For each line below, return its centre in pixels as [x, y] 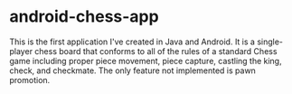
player [21, 51]
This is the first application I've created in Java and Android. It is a [132, 42]
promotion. [30, 80]
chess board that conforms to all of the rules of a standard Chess [156, 51]
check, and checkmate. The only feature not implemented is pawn [132, 70]
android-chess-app [85, 17]
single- [270, 42]
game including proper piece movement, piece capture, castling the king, [146, 61]
